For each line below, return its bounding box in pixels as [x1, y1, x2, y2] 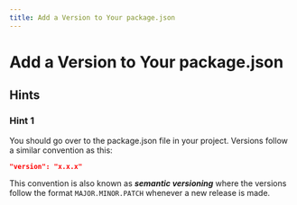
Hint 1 [9, 114, 34, 127]
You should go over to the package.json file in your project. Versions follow [9, 135, 289, 146]
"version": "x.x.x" [9, 162, 83, 171]
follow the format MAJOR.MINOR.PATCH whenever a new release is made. [9, 188, 271, 199]
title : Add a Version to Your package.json [9, 13, 176, 22]
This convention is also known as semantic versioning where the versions [9, 178, 287, 189]
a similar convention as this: [9, 145, 113, 156]
